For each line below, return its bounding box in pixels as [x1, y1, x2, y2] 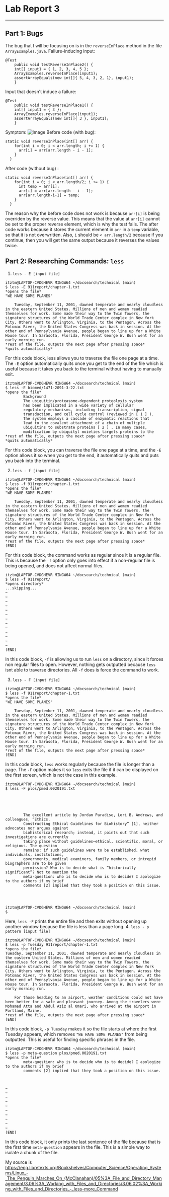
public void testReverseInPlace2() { [14, 62, 94, 67]
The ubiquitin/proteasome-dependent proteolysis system [23, 398, 143, 403]
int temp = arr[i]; [18, 184, 59, 189]
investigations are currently [5, 834, 69, 840]
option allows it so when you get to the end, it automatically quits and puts [5, 452, 159, 458]
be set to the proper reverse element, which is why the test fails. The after [5, 221, 158, 227]
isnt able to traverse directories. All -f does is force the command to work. [5, 666, 159, 672]
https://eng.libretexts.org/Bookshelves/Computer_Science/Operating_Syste [5, 1164, 162, 1170]
